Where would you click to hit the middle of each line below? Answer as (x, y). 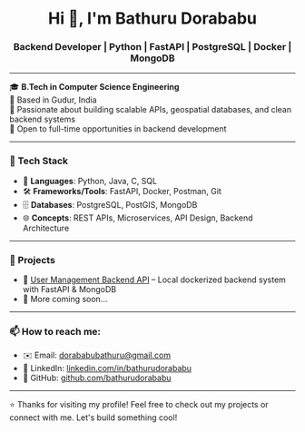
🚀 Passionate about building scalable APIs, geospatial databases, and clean (151, 110)
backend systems (42, 119)
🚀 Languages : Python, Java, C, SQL (89, 181)
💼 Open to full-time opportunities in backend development (118, 129)
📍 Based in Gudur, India (53, 100)
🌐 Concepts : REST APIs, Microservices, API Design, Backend (138, 218)
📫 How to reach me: (55, 332)
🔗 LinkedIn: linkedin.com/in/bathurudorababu (107, 368)
